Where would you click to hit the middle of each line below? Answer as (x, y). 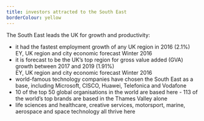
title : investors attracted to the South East (67, 12)
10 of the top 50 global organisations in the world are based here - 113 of (106, 92)
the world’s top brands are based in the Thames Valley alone (91, 99)
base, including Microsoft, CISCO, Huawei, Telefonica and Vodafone (101, 85)
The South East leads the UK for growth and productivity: (78, 35)
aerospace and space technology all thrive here (75, 111)
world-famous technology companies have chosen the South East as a (104, 79)
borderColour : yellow (34, 18)
